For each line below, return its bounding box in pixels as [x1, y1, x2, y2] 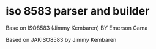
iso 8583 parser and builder [6, 4, 150, 18]
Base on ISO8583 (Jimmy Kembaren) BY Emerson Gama [6, 24, 148, 31]
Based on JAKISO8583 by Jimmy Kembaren [6, 36, 117, 43]
